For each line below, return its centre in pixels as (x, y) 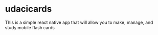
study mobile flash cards (30, 27)
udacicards (29, 9)
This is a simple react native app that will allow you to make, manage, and (79, 22)
